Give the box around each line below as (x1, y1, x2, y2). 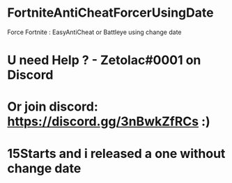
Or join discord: (7, 99, 99, 115)
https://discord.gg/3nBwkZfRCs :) (7, 113, 210, 129)
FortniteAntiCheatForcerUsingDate (7, 5, 214, 21)
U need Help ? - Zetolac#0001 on (7, 52, 201, 68)
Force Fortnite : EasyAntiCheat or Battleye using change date (7, 28, 183, 36)
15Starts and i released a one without (7, 145, 226, 161)
